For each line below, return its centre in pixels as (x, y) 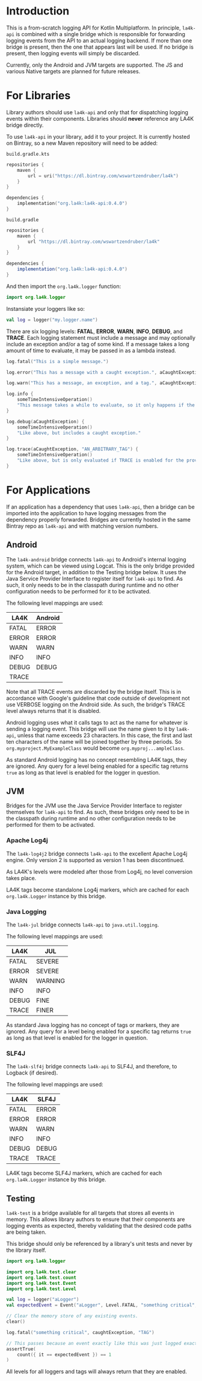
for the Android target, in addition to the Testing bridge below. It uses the (96, 572)
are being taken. (26, 1232)
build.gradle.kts (28, 154)
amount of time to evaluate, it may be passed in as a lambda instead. (91, 351)
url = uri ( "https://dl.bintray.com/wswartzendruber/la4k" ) (103, 176)
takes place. (21, 878)
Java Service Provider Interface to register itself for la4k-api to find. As (95, 578)
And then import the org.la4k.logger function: (64, 286)
